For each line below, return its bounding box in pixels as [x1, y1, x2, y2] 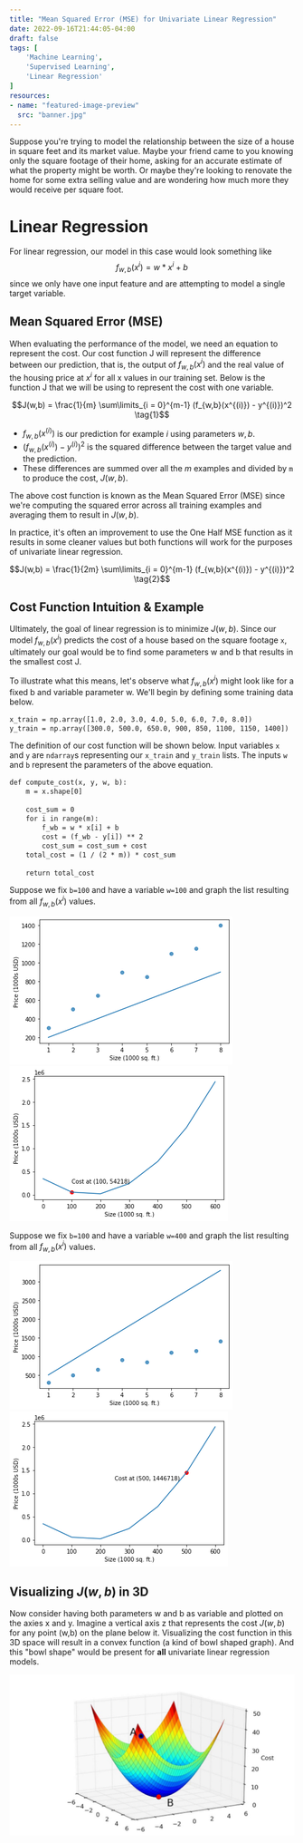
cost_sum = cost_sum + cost [42, 841, 147, 851]
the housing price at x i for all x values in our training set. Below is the [9, 371, 266, 383]
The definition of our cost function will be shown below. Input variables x [9, 740, 280, 752]
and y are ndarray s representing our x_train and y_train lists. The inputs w [9, 750, 288, 761]
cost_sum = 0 [25, 805, 75, 815]
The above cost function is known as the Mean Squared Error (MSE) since [9, 490, 286, 500]
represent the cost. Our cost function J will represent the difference [9, 347, 261, 358]
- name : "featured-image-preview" [9, 101, 140, 110]
